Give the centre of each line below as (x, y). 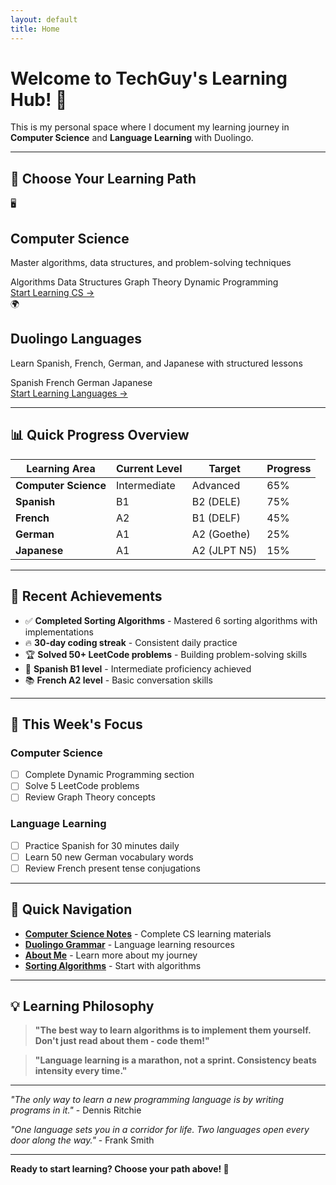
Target (224, 468)
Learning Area (61, 468)
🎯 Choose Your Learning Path (103, 178)
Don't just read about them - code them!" (122, 1041)
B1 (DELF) (216, 518)
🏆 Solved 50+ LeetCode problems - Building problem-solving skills (166, 654)
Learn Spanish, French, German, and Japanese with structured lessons (156, 363)
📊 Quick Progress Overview (100, 435)
